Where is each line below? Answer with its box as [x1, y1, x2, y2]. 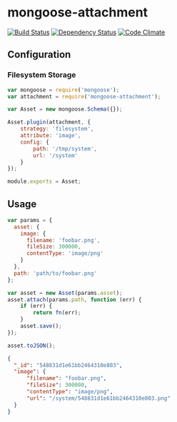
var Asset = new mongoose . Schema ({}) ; [7, 106, 123, 113]
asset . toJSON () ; [7, 342, 56, 349]
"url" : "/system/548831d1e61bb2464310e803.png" [26, 394, 171, 402]
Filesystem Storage [7, 70, 76, 80]
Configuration [7, 49, 71, 61]
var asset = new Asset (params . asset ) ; [7, 289, 123, 296]
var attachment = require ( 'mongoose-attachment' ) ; [7, 93, 161, 100]
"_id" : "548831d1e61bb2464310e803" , [14, 361, 123, 368]
